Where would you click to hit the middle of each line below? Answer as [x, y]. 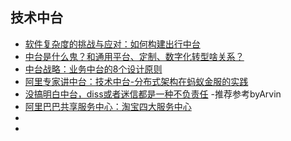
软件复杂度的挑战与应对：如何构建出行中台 [112, 44]
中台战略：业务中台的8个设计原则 [93, 69]
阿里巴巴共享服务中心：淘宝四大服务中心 [108, 106]
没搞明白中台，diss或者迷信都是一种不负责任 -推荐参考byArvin [153, 94]
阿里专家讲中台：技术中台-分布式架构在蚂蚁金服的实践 [136, 81]
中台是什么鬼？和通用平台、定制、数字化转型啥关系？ [134, 56]
